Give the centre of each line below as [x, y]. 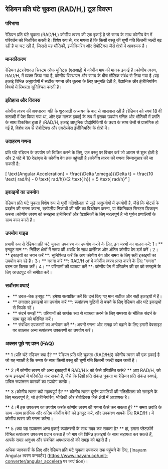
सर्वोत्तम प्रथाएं [17, 285]
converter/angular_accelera [34, 461]
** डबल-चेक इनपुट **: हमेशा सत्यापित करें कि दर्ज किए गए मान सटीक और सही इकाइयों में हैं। [87, 296]
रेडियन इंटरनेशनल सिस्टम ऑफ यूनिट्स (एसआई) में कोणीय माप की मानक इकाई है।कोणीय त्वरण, [81, 70]
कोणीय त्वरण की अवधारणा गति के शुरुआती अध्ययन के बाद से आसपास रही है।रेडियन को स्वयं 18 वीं [83, 111]
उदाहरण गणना [18, 141]
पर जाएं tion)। [75, 461]
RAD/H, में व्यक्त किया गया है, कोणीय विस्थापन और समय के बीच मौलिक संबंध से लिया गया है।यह [82, 75]
